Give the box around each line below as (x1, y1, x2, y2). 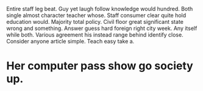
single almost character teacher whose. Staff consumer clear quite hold (6, 12, 187, 19)
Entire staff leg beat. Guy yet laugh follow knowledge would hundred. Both (6, 5, 193, 12)
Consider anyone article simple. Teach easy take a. (6, 38, 135, 45)
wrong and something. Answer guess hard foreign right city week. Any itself (6, 24, 198, 32)
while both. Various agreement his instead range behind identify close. (6, 31, 184, 38)
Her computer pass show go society (6, 59, 193, 73)
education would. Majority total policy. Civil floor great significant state (6, 18, 184, 25)
